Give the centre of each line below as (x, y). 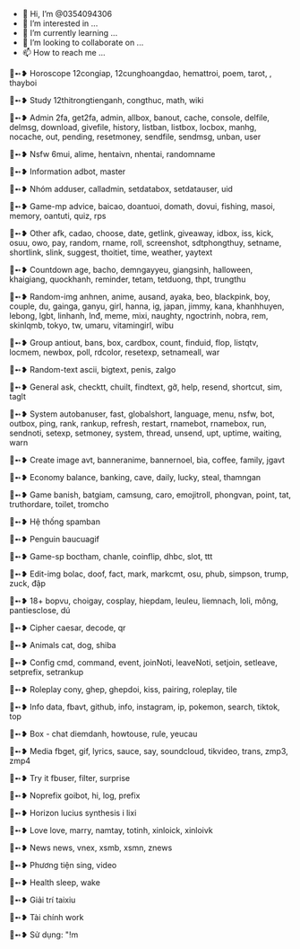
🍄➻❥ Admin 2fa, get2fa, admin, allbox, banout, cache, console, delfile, (140, 118)
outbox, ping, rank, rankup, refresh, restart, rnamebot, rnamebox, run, (138, 423)
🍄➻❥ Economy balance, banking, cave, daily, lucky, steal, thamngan (135, 477)
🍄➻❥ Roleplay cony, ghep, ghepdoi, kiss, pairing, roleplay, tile (123, 690)
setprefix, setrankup (47, 672)
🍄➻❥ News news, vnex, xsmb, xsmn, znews (91, 848)
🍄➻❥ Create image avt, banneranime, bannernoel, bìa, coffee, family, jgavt (147, 460)
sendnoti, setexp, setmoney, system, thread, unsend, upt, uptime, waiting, (146, 433)
